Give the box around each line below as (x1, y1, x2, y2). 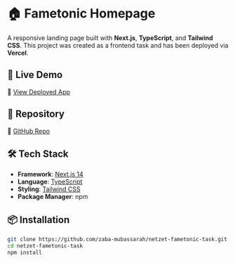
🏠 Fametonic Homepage (7, 6, 156, 22)
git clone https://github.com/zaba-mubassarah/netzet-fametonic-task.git (7, 236, 228, 243)
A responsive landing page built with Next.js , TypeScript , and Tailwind (7, 33, 213, 42)
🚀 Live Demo (7, 69, 63, 81)
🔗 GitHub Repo (7, 127, 51, 135)
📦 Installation (7, 214, 70, 226)
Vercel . (7, 49, 29, 57)
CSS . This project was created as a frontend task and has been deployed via (7, 41, 229, 49)
